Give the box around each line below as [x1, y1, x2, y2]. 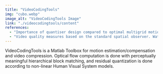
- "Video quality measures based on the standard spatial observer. [9, 35, 151, 39]
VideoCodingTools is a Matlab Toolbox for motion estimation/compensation [5, 47, 155, 54]
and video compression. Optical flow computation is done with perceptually [5, 53, 156, 58]
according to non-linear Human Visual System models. [5, 63, 114, 69]
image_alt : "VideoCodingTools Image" [5, 16, 81, 21]
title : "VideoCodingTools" [5, 7, 60, 12]
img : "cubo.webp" [5, 12, 40, 17]
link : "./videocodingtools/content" [5, 20, 79, 26]
